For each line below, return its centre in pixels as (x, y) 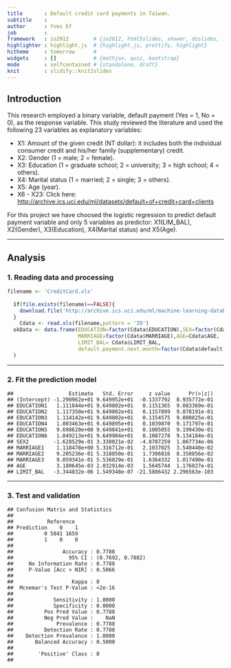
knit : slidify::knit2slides (59, 71)
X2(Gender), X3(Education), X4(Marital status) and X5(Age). (92, 230)
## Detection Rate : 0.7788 (61, 630)
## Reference (41, 522)
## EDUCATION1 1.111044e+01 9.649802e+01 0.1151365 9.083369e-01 (110, 405)
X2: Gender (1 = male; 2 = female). (66, 158)
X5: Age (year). (38, 187)
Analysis (26, 257)
